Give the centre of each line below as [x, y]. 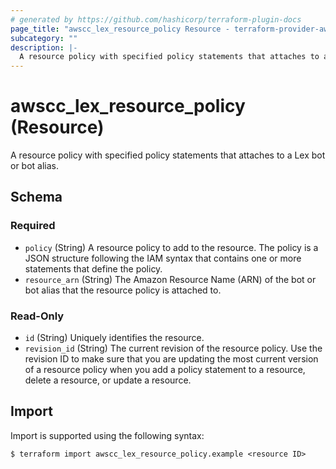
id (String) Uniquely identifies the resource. [114, 338]
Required [33, 226]
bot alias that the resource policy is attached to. [123, 290]
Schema [36, 197]
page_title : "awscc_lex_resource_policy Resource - [120, 29]
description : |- [44, 47]
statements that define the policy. [93, 268]
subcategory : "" [44, 38]
